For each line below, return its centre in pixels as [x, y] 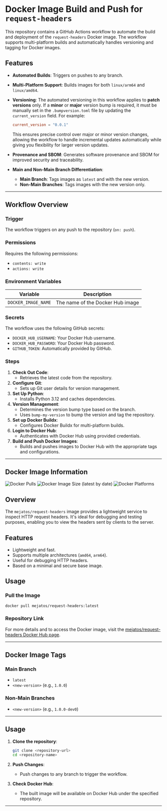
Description [97, 294]
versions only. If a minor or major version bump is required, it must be [84, 105]
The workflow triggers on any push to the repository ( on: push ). [70, 230]
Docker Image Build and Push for [74, 9]
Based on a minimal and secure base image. [58, 566]
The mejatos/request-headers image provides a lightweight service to [76, 512]
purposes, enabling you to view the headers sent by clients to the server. [80, 522]
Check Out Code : [30, 372]
